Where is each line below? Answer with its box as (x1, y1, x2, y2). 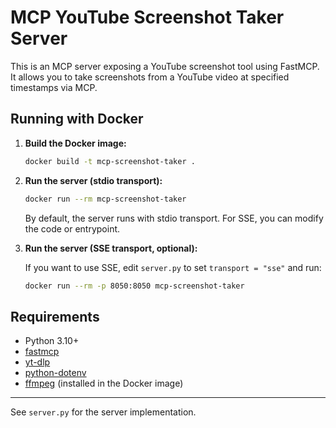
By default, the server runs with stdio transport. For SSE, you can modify (24, 212, 324, 224)
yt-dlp (24, 356, 51, 368)
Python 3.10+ (24, 335, 80, 347)
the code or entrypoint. (24, 222, 121, 235)
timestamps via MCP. (10, 81, 98, 93)
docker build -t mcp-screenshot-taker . (24, 156, 196, 166)
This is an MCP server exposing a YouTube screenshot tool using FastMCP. (10, 60, 320, 72)
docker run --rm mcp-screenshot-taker (24, 194, 187, 204)
